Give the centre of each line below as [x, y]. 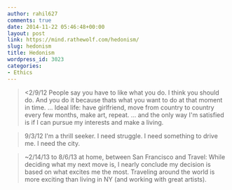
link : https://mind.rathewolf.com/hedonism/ [73, 40]
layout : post [26, 33]
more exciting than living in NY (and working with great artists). [115, 179]
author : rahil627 [33, 14]
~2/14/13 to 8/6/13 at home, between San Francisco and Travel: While [125, 157]
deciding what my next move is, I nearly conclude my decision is [118, 164]
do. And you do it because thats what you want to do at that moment [123, 100]
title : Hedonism [31, 53]
